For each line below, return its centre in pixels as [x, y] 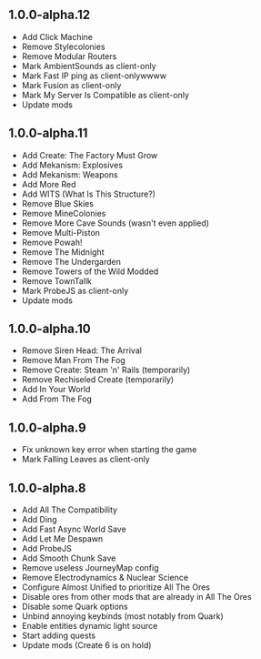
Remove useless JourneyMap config [90, 568]
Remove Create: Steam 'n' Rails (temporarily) [106, 370]
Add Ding [39, 520]
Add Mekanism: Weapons [70, 174]
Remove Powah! [52, 242]
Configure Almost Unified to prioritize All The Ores [116, 587]
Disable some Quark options [75, 607]
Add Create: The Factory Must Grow [90, 155]
